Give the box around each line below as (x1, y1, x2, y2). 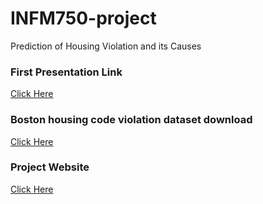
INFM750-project (10, 7, 157, 30)
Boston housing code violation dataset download (10, 113, 253, 127)
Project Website (10, 160, 90, 174)
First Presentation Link (10, 65, 123, 79)
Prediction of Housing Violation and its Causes (10, 40, 202, 52)
